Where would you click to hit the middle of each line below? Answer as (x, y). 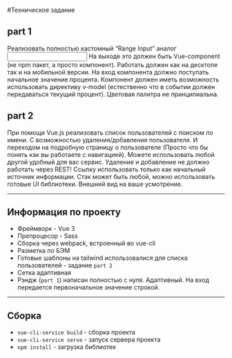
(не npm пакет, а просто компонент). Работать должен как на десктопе (113, 64)
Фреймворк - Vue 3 (46, 229)
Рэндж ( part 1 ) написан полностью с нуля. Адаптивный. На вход (113, 280)
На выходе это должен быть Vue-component (154, 56)
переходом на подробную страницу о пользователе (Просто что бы (108, 147)
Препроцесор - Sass (47, 236)
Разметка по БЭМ (43, 251)
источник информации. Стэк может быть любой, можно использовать (111, 176)
